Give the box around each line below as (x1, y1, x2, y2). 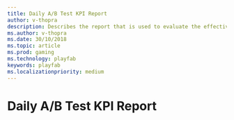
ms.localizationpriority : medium (7, 68, 104, 75)
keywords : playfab (7, 62, 61, 69)
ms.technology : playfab (7, 55, 77, 62)
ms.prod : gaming (7, 49, 54, 56)
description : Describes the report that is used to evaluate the (7, 23, 201, 30)
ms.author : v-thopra (7, 29, 68, 37)
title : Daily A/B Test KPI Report (7, 10, 108, 17)
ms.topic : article (7, 42, 61, 49)
